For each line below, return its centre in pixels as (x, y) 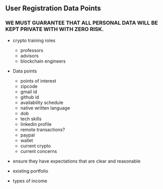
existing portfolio (30, 171)
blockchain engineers (43, 61)
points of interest (38, 80)
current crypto (36, 146)
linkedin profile (36, 124)
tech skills (31, 119)
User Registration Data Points (53, 8)
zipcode (29, 86)
